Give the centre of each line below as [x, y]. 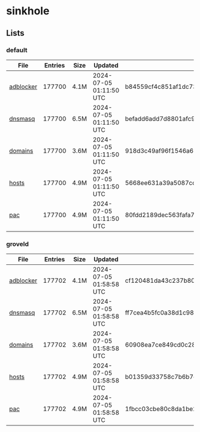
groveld [18, 244]
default [17, 50]
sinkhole [28, 11]
